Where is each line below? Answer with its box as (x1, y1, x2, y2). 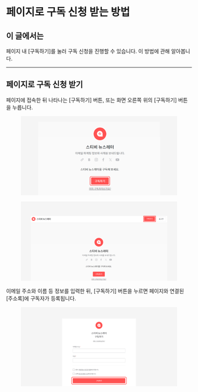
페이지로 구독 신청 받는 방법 (6, 5, 130, 19)
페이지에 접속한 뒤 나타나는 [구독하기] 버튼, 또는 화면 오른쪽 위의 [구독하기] (6, 96, 177, 104)
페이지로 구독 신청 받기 (6, 79, 84, 89)
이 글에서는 (6, 31, 44, 41)
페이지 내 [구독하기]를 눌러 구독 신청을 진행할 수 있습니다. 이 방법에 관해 (6, 48, 170, 54)
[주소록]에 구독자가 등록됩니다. (6, 294, 77, 302)
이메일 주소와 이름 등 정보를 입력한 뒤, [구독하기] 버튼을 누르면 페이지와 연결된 (6, 287, 184, 294)
